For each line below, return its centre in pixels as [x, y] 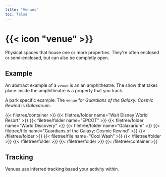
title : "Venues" [22, 10]
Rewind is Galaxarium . [28, 106]
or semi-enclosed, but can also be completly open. [57, 58]
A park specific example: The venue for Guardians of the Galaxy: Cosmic [79, 100]
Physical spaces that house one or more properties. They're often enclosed [82, 53]
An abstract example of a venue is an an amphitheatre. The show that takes [81, 85]
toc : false [16, 14]
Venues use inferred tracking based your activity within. [62, 169]
